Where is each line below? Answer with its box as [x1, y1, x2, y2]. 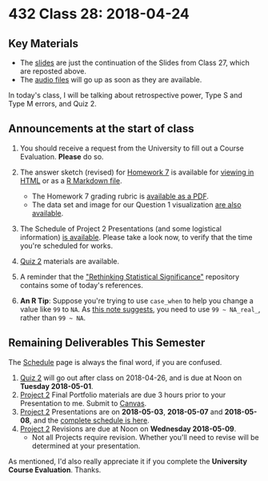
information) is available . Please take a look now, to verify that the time [19, 232, 253, 242]
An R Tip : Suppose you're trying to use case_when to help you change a [19, 295, 254, 305]
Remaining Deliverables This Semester [8, 336, 206, 350]
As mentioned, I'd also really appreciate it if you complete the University [8, 456, 248, 466]
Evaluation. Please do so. [19, 151, 104, 161]
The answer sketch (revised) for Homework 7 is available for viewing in [19, 167, 254, 177]
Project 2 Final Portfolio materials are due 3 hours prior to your [19, 390, 226, 399]
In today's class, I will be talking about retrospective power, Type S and [8, 90, 242, 100]
